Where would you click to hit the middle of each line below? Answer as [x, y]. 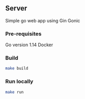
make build [17, 69]
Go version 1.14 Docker [29, 45]
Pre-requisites [23, 34]
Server [16, 8]
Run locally [19, 82]
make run [15, 92]
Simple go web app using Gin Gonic [43, 20]
